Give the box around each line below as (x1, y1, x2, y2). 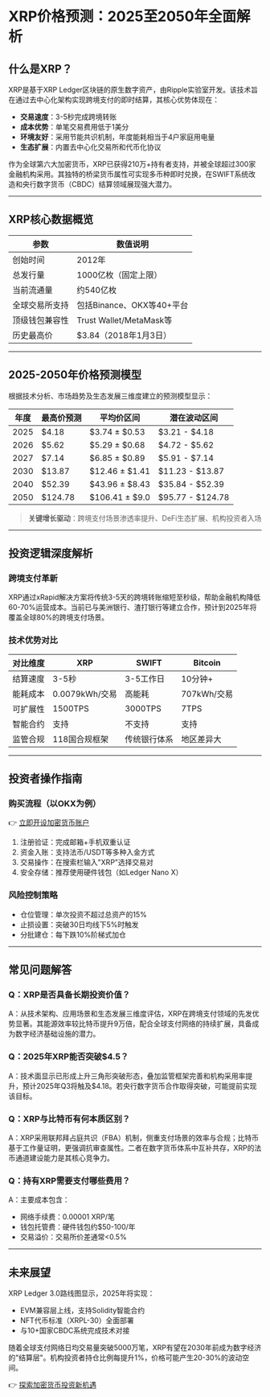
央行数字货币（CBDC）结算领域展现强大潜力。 (22, 179, 177, 189)
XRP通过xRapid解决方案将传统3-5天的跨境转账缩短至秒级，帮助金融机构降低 (8, 592, 261, 602)
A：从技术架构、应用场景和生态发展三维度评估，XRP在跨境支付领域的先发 (8, 1009, 253, 1019)
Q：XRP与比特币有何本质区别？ (8, 1113, 131, 1124)
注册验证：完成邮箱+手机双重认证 (19, 838, 131, 847)
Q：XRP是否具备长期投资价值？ (8, 989, 131, 1000)
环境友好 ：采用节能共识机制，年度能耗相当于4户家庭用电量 (19, 132, 215, 142)
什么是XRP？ (8, 62, 72, 76)
